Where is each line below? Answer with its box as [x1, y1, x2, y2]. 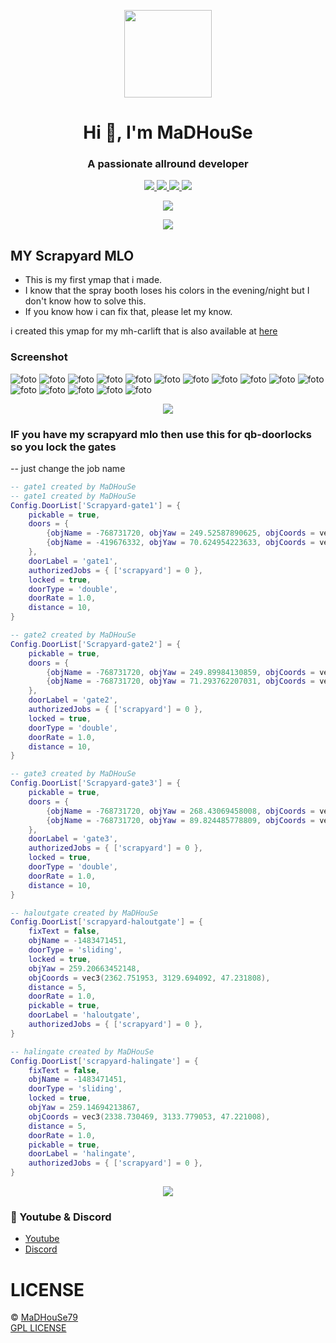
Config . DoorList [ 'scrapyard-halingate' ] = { [10, 1056, 199, 1066]
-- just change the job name [10, 462, 126, 474]
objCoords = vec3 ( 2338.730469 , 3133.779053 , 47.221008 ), [28, 1111, 271, 1122]
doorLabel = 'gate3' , [28, 834, 118, 844]
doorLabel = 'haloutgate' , [28, 1010, 141, 1020]
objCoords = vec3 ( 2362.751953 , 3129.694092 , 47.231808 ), [28, 973, 271, 983]
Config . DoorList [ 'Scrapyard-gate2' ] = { [10, 639, 182, 649]
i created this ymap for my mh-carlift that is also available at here [10, 325, 278, 337]
